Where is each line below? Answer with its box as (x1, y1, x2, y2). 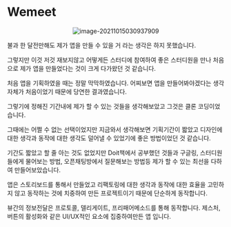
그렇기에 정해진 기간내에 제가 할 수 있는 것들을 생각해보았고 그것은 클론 (7, 102, 197, 110)
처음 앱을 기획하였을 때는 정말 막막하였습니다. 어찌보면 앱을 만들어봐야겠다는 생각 (7, 78, 225, 87)
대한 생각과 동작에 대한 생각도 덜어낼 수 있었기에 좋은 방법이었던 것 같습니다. (7, 133, 212, 142)
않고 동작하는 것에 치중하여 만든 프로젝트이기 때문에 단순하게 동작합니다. (14, 188, 208, 197)
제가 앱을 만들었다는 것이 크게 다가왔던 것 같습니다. (19, 64, 157, 72)
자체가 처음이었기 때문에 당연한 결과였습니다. (7, 87, 128, 96)
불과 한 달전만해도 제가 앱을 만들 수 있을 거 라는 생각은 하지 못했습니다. (7, 41, 197, 49)
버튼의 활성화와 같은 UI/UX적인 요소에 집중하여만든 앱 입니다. (7, 212, 171, 220)
